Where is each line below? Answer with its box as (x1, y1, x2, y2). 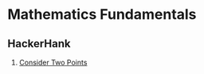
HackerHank (7, 37, 71, 50)
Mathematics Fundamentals (7, 6, 197, 24)
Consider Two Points (18, 57, 88, 67)
